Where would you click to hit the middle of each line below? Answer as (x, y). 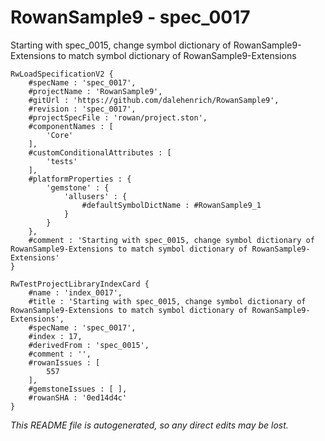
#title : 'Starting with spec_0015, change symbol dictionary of (167, 301)
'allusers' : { (95, 196)
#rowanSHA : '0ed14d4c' (78, 397)
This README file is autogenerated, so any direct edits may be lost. (149, 425)
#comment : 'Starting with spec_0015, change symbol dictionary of (171, 240)
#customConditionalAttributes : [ (100, 152)
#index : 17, (55, 336)
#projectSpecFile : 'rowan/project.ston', (118, 117)
